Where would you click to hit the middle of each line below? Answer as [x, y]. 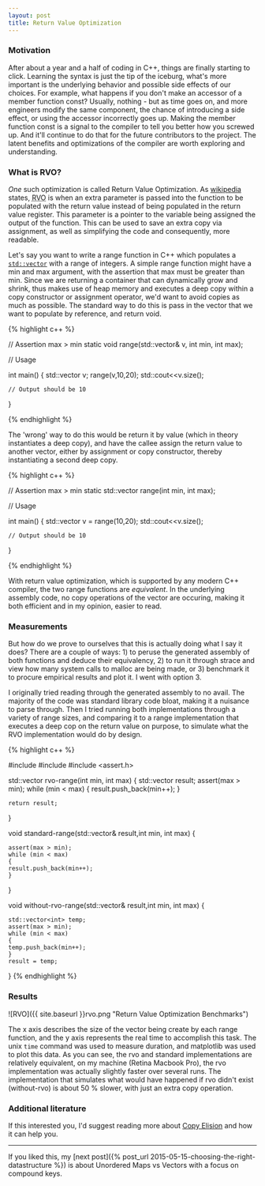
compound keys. [35, 1173]
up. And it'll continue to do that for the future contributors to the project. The [132, 134]
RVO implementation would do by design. [75, 735]
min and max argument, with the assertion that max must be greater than [127, 272]
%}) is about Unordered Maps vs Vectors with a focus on [146, 1165]
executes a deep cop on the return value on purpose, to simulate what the [128, 726]
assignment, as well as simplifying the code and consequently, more [119, 232]
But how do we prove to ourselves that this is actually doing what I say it [125, 644]
